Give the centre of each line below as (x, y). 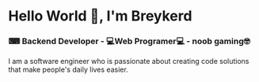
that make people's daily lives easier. (68, 69)
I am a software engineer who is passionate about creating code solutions (129, 61)
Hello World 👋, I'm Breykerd (100, 16)
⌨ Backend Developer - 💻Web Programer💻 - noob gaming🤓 (129, 41)
